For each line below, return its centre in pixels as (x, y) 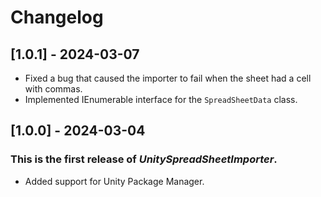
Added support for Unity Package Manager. (114, 181)
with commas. (53, 89)
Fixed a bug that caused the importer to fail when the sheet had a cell (168, 78)
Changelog (57, 17)
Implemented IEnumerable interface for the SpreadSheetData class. (161, 99)
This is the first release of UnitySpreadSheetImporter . (144, 159)
